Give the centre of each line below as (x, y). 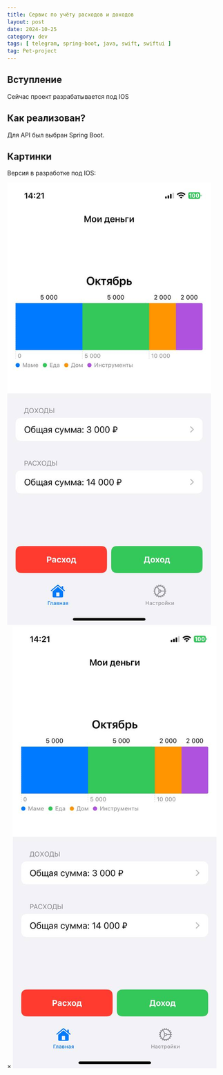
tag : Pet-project (32, 51)
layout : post (26, 22)
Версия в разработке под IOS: (52, 173)
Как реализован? (47, 118)
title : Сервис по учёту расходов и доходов (71, 15)
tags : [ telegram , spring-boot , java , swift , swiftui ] (89, 44)
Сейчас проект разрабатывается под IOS (68, 96)
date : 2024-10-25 (32, 29)
